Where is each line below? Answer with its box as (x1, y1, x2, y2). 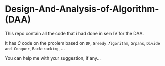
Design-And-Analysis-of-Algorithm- (5, 3, 159, 15)
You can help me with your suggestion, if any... (5, 55, 101, 61)
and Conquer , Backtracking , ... (5, 45, 65, 51)
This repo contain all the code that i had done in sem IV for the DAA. (5, 30, 144, 36)
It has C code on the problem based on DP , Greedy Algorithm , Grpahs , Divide (5, 40, 160, 46)
